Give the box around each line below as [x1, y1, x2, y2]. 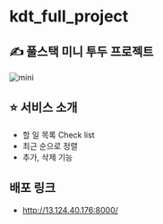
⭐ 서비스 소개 [9, 100, 78, 115]
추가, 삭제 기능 [21, 152, 73, 162]
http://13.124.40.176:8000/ [21, 204, 119, 215]
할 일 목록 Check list [21, 129, 96, 140]
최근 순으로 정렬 [21, 140, 78, 151]
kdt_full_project [9, 6, 129, 27]
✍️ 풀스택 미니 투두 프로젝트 [9, 44, 154, 59]
